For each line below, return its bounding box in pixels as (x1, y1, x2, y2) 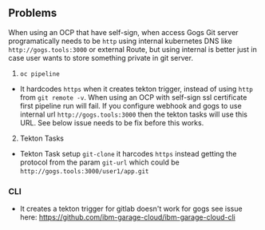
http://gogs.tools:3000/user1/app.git (19, 167, 149, 175)
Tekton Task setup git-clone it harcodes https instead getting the (19, 149, 237, 158)
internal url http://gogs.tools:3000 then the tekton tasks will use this (19, 109, 247, 119)
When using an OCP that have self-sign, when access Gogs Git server (8, 27, 239, 37)
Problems (8, 6, 57, 20)
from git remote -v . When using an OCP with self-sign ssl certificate (19, 92, 247, 102)
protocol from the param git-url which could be (19, 157, 180, 167)
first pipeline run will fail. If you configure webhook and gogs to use (19, 101, 242, 110)
